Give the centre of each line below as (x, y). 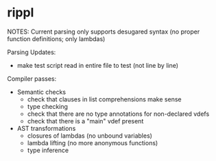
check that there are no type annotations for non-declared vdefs (118, 114)
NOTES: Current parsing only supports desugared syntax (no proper (104, 32)
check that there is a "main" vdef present (85, 121)
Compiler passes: (32, 78)
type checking (48, 106)
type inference (48, 150)
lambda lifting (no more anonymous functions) (93, 143)
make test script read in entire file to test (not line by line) (98, 65)
